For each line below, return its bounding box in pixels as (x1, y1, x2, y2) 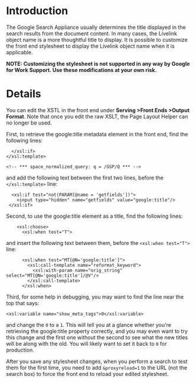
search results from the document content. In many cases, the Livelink (6, 30, 177, 37)
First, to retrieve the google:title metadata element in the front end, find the (6, 130, 188, 138)
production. (6, 346, 34, 353)
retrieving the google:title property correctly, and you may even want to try (6, 328, 188, 335)
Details (6, 87, 41, 101)
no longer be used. (6, 119, 52, 126)
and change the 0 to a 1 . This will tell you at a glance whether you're (6, 321, 171, 328)
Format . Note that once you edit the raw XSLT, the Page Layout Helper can (6, 113, 188, 120)
